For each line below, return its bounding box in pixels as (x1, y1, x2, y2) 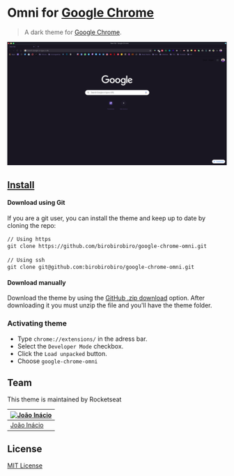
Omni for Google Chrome (7, 5, 155, 21)
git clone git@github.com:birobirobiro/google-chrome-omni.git (7, 263, 195, 271)
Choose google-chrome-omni (17, 357, 98, 365)
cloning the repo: (7, 222, 56, 230)
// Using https (7, 236, 52, 243)
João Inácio (10, 421, 44, 429)
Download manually (7, 278, 66, 286)
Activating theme (7, 318, 68, 328)
